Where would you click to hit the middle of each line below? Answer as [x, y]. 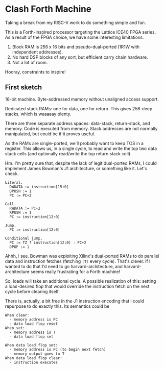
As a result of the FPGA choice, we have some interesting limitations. [75, 37]
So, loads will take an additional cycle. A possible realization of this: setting [81, 281]
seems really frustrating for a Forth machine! [75, 271]
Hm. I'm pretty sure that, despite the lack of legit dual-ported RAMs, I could [81, 163]
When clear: [17, 315]
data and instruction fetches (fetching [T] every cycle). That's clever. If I [78, 261]
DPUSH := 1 [21, 191]
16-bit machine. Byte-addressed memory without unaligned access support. [82, 99]
